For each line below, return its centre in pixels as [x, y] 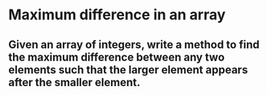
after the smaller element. [74, 82]
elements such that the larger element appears [128, 70]
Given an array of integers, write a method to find [134, 45]
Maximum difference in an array [117, 15]
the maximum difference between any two [117, 57]
